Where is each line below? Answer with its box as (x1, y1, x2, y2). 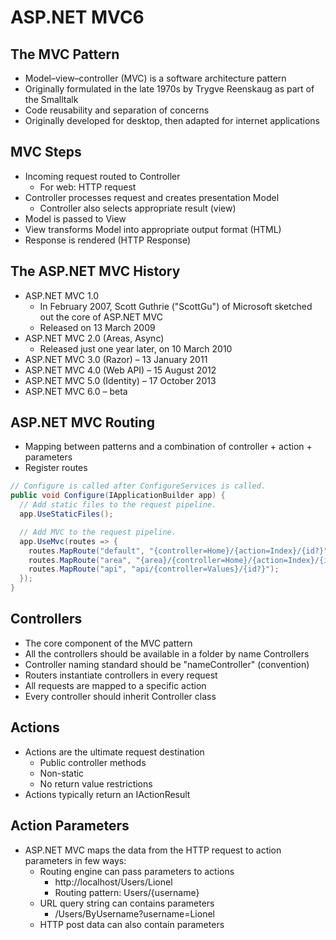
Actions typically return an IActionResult (24, 788, 191, 800)
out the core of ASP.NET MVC (39, 311, 163, 323)
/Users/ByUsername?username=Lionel (54, 907, 215, 920)
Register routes (24, 462, 88, 474)
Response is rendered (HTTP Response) (24, 234, 192, 246)
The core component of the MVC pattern (24, 637, 193, 649)
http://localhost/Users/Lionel (54, 876, 173, 888)
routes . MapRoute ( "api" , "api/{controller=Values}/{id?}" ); (28, 564, 280, 575)
